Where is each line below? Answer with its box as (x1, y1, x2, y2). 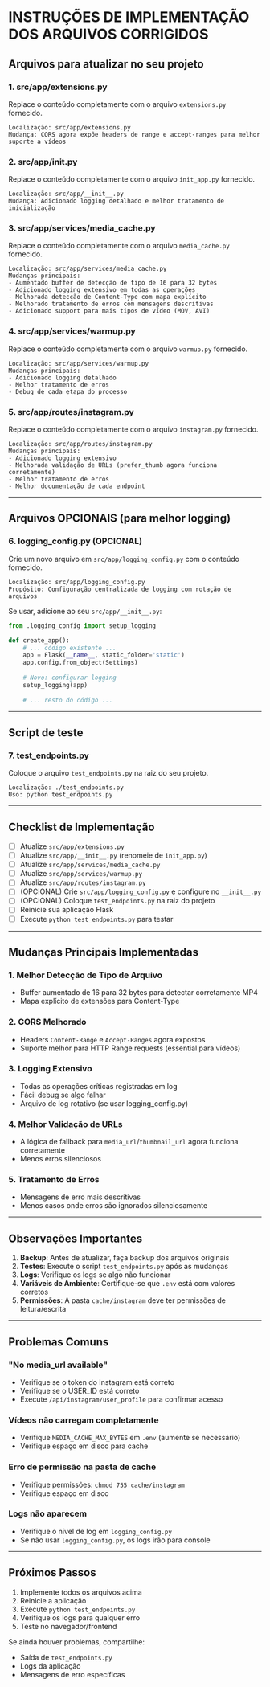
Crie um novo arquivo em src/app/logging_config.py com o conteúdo (8, 554, 239, 563)
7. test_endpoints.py (8, 750, 90, 761)
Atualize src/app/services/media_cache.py (19, 860, 161, 870)
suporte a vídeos (8, 137, 67, 145)
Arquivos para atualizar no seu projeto (8, 57, 204, 71)
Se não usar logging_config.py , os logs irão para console (19, 1535, 211, 1545)
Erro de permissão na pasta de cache (8, 1461, 157, 1472)
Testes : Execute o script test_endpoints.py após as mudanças (19, 1262, 229, 1271)
